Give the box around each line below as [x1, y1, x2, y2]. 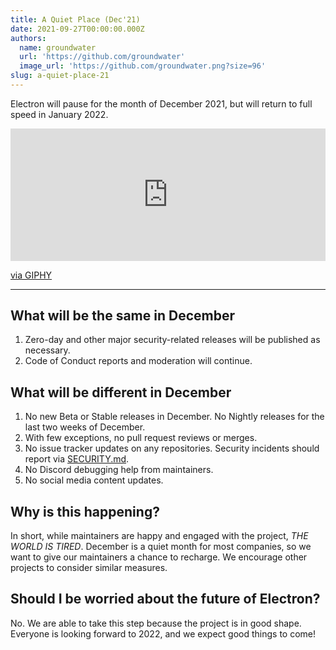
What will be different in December [10, 384, 232, 401]
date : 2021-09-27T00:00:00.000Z [10, 24, 145, 34]
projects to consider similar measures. [10, 561, 168, 573]
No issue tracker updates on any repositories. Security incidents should [24, 442, 320, 455]
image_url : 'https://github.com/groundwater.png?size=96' [19, 61, 267, 71]
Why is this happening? [10, 503, 160, 520]
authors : [10, 33, 47, 43]
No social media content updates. [24, 474, 164, 486]
